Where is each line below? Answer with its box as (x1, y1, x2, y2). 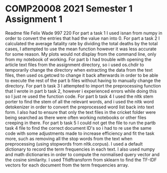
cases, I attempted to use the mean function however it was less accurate (5, 46, 157, 52)
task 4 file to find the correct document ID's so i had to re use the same (5, 125, 152, 131)
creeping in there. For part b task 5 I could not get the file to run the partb (5, 120, 156, 126)
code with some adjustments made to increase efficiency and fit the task (5, 130, 155, 136)
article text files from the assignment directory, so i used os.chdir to (5, 62, 145, 68)
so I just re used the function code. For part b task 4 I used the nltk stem (5, 93, 154, 99)
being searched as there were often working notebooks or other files (5, 114, 147, 120)
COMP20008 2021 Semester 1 (5, 3, 133, 14)
